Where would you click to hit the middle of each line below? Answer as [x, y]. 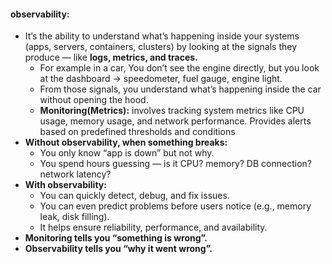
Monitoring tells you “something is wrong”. [116, 238]
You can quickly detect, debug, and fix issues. [134, 196]
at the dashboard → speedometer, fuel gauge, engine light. [161, 79]
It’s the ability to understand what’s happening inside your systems [162, 36]
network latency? [75, 174]
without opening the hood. [94, 100]
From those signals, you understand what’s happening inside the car [180, 89]
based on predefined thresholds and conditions [137, 132]
